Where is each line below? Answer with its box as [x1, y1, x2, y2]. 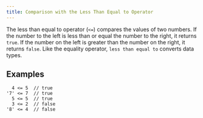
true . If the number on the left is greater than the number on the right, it [6, 38, 185, 46]
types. [6, 51, 22, 58]
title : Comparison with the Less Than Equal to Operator [6, 9, 154, 15]
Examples [6, 69, 44, 80]
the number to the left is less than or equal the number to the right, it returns [6, 32, 197, 40]
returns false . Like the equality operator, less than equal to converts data [6, 45, 194, 52]
